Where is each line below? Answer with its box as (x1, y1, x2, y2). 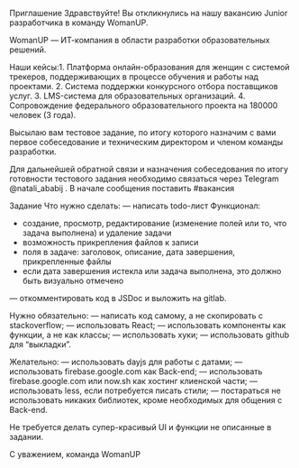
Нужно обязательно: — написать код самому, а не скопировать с (9, 310, 264, 321)
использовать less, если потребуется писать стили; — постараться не (9, 385, 281, 396)
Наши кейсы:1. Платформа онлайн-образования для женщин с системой (9, 62, 290, 72)
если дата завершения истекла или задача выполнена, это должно (22, 266, 282, 276)
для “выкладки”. (9, 339, 72, 350)
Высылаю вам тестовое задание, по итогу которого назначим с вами (9, 127, 276, 138)
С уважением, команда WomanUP (9, 449, 141, 459)
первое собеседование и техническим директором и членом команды (9, 137, 284, 147)
